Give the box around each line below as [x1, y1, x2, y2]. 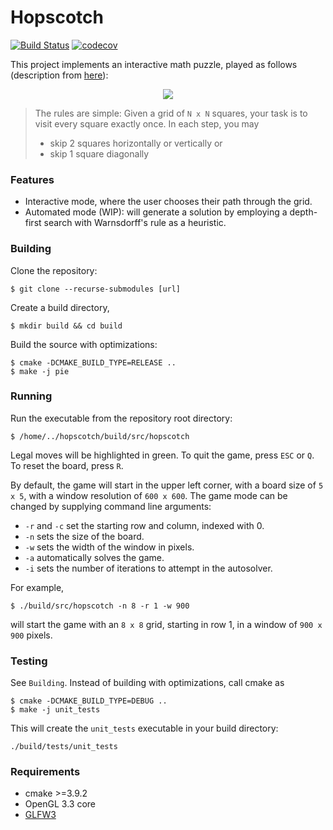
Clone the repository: [10, 264, 98, 276]
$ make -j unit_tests [10, 705, 101, 715]
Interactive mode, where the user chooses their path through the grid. [24, 196, 313, 208]
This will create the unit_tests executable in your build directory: [10, 722, 279, 735]
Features [10, 172, 55, 186]
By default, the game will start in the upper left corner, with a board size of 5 [10, 479, 324, 491]
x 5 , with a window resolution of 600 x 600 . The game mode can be [10, 489, 288, 501]
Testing [10, 654, 48, 668]
